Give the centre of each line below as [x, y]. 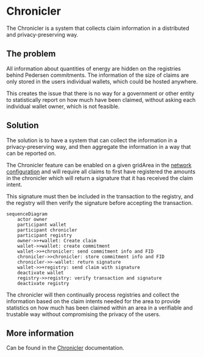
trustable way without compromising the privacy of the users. [83, 314]
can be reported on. [31, 153]
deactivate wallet [40, 273]
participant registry [44, 235]
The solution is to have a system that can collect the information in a [92, 140]
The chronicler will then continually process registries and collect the [93, 295]
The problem [31, 54]
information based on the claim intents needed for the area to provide [93, 301]
